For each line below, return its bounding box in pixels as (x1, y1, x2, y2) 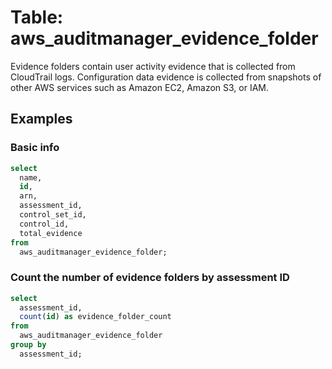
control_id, (19, 219, 70, 229)
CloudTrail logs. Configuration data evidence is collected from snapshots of (10, 71, 322, 83)
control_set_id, (19, 210, 87, 220)
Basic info (10, 141, 60, 155)
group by (10, 340, 47, 350)
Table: (10, 6, 64, 29)
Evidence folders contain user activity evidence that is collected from (10, 60, 296, 72)
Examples (10, 111, 73, 128)
